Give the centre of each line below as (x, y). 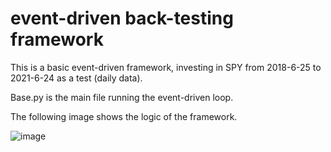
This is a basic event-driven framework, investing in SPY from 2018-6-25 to (166, 67)
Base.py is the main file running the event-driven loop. (122, 97)
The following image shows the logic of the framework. (124, 116)
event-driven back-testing (122, 18)
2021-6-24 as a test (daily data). (76, 78)
